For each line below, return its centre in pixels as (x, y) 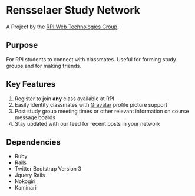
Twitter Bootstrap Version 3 (48, 169)
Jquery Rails (30, 175)
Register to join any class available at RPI (65, 99)
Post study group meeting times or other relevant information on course (102, 111)
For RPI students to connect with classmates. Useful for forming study (91, 59)
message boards (35, 117)
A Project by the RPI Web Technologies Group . (62, 27)
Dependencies (33, 142)
